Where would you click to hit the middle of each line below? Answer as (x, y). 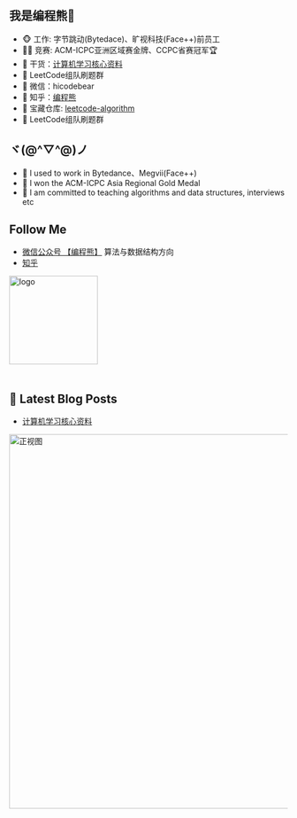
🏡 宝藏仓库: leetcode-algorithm (78, 108)
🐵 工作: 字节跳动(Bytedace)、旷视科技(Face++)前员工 (121, 39)
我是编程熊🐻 (42, 16)
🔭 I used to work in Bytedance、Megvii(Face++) (109, 173)
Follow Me (38, 230)
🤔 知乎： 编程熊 (49, 97)
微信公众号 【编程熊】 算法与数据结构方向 (98, 252)
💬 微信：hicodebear (58, 86)
